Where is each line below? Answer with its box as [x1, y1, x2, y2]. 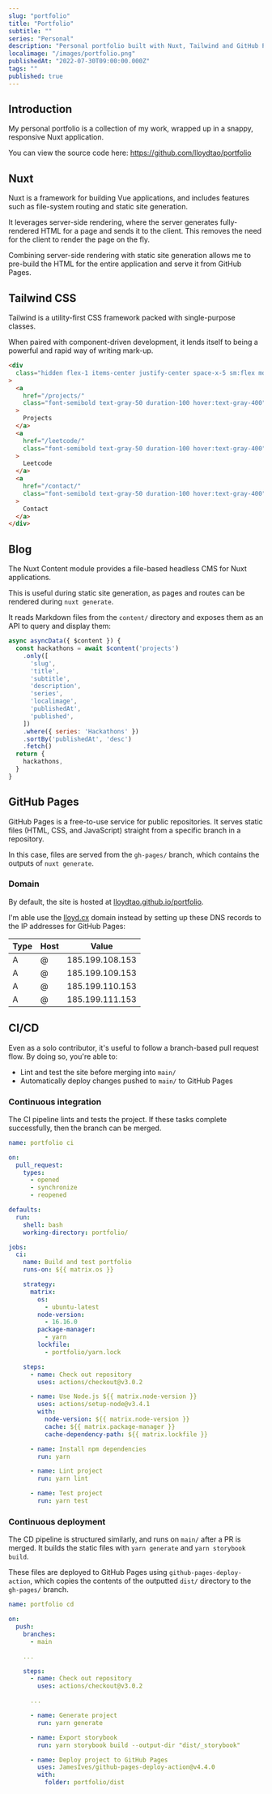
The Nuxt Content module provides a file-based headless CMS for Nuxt [8, 564, 247, 574]
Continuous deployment [8, 1516, 106, 1527]
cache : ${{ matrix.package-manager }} [44, 1422, 176, 1430]
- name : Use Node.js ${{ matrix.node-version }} [29, 1392, 198, 1400]
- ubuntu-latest [44, 1303, 100, 1311]
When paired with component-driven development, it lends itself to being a [8, 338, 259, 347]
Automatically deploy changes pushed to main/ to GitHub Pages [19, 1076, 233, 1086]
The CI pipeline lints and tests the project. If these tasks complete [8, 1114, 227, 1124]
